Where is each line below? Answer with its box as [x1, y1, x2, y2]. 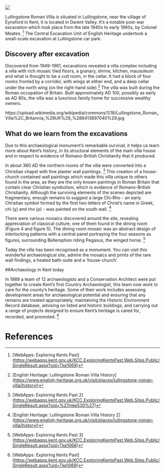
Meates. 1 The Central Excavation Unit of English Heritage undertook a [5, 30, 147, 36]
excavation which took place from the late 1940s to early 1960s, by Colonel [5, 25, 157, 30]
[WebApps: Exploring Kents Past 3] [12, 432, 83, 438]
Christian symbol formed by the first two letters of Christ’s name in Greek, [5, 200, 154, 206]
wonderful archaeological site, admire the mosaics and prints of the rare [5, 252, 151, 258]
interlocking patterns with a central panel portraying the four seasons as [5, 231, 151, 237]
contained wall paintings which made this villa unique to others [20, 174, 148, 180]
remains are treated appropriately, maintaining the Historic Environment [5, 297, 150, 303]
